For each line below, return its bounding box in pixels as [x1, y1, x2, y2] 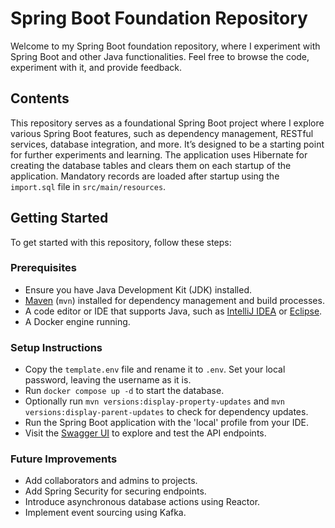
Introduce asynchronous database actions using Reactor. [24, 496, 261, 508]
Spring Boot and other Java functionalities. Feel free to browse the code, [10, 50, 310, 62]
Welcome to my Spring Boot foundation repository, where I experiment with [10, 40, 321, 52]
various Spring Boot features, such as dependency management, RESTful [10, 127, 314, 139]
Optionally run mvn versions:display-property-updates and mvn [24, 395, 285, 407]
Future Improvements [10, 452, 118, 466]
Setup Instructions [10, 340, 103, 354]
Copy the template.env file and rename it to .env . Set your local [24, 363, 286, 376]
